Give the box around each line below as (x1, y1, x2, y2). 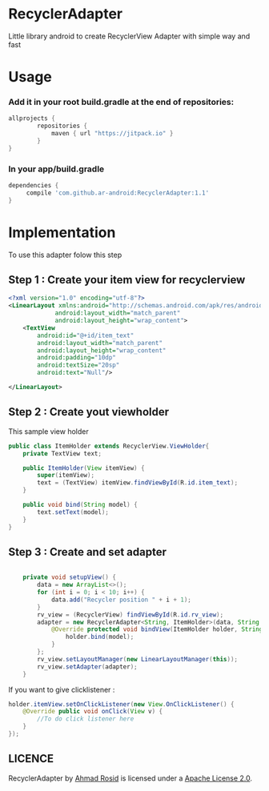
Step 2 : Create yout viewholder (8, 405, 170, 419)
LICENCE (8, 752, 54, 765)
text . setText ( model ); (37, 508, 110, 516)
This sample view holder (8, 426, 90, 436)
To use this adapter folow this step (8, 250, 122, 259)
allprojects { (8, 114, 56, 122)
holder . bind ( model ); (65, 633, 134, 641)
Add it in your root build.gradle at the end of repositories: (8, 97, 235, 108)
